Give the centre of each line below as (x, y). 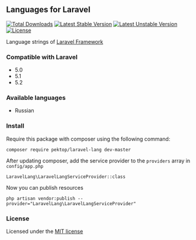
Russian (24, 111)
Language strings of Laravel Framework (55, 41)
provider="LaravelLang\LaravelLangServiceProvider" (71, 203)
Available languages (36, 98)
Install (15, 126)
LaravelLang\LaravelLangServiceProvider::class (66, 177)
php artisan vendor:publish (41, 198)
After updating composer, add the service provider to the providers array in (98, 160)
